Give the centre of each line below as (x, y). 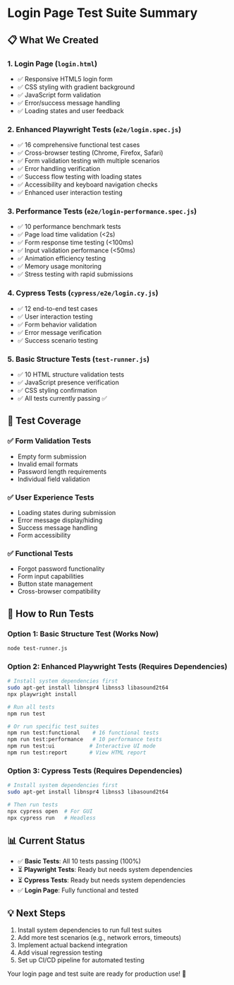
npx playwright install (42, 694)
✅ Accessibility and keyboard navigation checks (88, 184)
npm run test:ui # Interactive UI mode (82, 746)
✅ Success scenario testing (58, 340)
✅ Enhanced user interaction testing (70, 193)
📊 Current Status (46, 841)
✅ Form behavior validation (57, 324)
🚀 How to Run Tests (51, 614)
